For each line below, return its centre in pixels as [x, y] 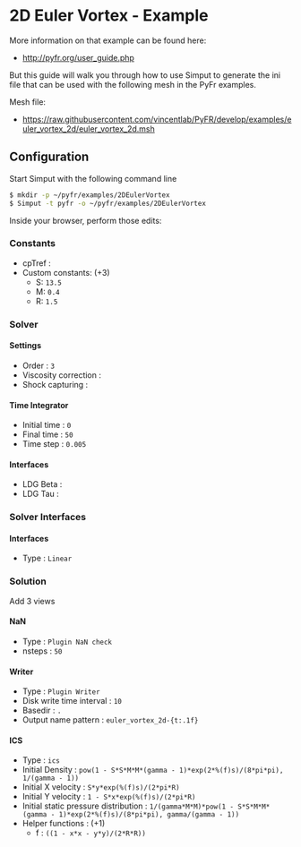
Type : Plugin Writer [61, 691]
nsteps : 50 [42, 651]
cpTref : [36, 263]
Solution [28, 581]
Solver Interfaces [48, 518]
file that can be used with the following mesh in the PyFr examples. [133, 84]
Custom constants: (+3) [66, 272]
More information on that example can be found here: [108, 40]
